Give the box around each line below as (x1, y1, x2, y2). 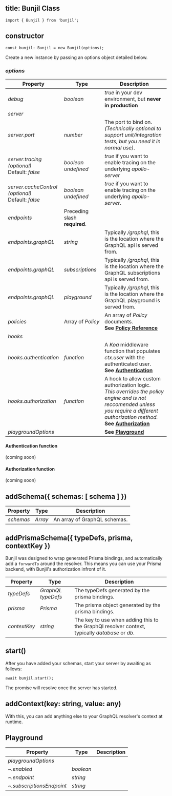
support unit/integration (104, 131, 162, 138)
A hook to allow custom (104, 375, 161, 382)
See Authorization (104, 420, 150, 427)
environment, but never (104, 95, 161, 102)
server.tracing (8, 156, 42, 163)
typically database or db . (74, 629, 135, 636)
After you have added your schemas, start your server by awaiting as (5, 660, 151, 666)
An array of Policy (104, 312, 147, 319)
